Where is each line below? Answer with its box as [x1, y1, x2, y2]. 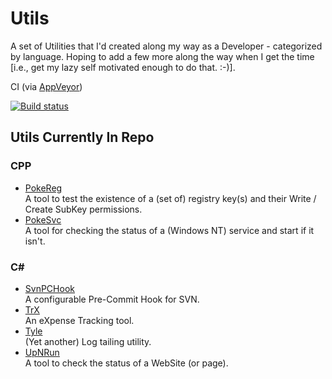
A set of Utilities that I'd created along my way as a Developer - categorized [10, 40, 323, 52]
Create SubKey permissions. [24, 203, 143, 215]
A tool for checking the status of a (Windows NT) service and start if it [24, 224, 315, 236]
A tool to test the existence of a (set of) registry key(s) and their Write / [24, 192, 317, 204]
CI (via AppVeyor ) [10, 80, 83, 92]
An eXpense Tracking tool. [24, 314, 135, 326]
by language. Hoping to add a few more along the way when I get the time [10, 50, 315, 62]
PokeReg [24, 182, 63, 194]
